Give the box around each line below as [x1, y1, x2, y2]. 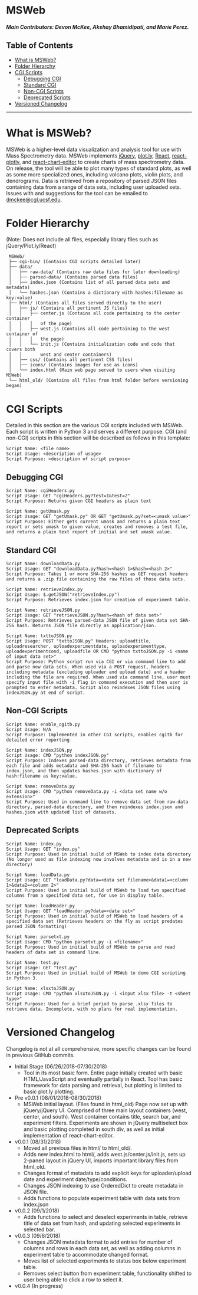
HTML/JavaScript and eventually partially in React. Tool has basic [23, 1075, 183, 1083]
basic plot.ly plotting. [23, 1088, 75, 1095]
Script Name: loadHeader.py [6, 903, 75, 909]
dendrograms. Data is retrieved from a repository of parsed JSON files [6, 177, 177, 184]
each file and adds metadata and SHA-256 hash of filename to [6, 762, 162, 769]
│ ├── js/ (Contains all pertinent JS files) [8, 305, 128, 312]
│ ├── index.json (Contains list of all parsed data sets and [8, 280, 170, 286]
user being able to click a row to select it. [23, 1276, 124, 1283]
